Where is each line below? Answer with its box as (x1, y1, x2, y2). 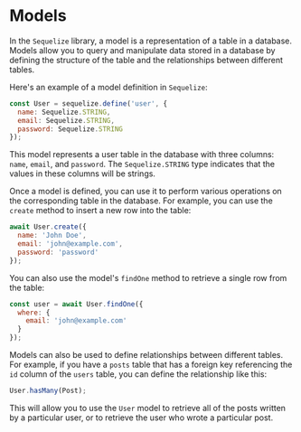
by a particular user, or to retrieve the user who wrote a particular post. (9, 412, 274, 423)
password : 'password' (17, 248, 99, 257)
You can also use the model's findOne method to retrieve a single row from (9, 272, 287, 283)
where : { (17, 308, 51, 317)
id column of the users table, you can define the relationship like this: (9, 369, 268, 380)
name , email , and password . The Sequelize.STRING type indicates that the (9, 159, 276, 170)
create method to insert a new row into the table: (9, 205, 192, 216)
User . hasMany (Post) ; (9, 386, 88, 396)
